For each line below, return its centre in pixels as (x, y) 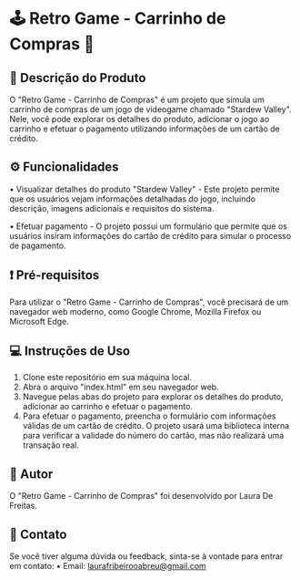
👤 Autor (31, 474)
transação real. (50, 445)
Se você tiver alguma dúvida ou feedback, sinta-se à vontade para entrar (146, 556)
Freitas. (24, 506)
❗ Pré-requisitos (55, 275)
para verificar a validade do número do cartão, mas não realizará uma (153, 436)
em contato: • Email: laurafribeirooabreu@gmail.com (108, 566)
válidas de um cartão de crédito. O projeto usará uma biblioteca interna (156, 426)
